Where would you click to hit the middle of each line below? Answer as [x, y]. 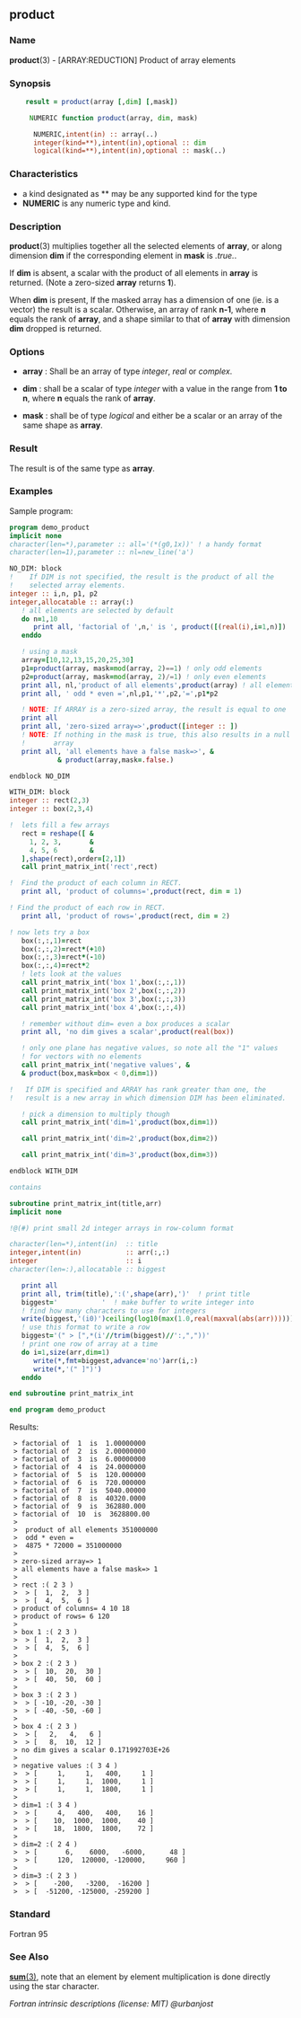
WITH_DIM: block [39, 792]
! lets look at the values [72, 974]
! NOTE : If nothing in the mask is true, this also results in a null [156, 735]
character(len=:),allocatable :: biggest [88, 1270]
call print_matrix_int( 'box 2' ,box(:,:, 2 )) [103, 991]
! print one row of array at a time [90, 1344]
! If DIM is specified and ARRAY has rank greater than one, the [138, 1089]
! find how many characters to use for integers [113, 1311]
